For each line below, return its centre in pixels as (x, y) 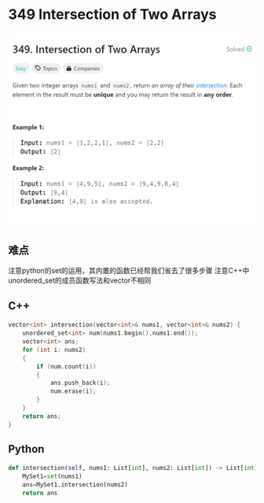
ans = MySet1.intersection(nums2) (75, 485)
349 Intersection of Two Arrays (113, 15)
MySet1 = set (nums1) (52, 477)
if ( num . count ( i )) (66, 366)
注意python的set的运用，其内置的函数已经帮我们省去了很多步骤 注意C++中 (129, 271)
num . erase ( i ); (73, 391)
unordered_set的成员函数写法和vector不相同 (80, 280)
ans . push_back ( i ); (80, 383)
